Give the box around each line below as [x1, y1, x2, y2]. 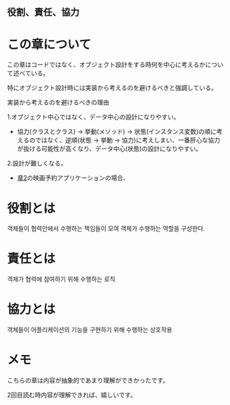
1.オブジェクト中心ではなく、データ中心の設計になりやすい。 [7, 113, 180, 121]
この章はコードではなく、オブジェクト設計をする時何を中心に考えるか [7, 60, 206, 69]
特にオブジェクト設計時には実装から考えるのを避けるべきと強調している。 [7, 84, 218, 92]
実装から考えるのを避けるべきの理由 [7, 98, 110, 106]
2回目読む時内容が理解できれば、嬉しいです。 [7, 391, 137, 400]
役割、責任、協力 [7, 6, 80, 19]
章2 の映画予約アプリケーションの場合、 [16, 174, 130, 182]
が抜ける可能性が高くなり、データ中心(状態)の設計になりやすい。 [16, 145, 203, 153]
